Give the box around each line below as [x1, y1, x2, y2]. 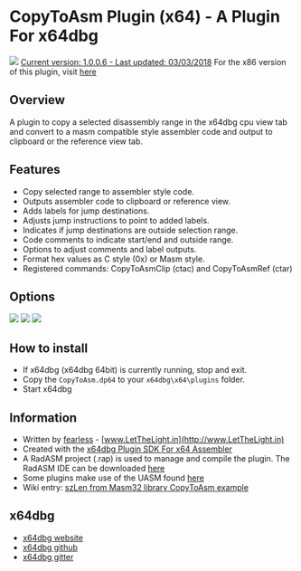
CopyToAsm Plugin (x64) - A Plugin [9, 6, 280, 27]
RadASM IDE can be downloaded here [22, 463, 165, 473]
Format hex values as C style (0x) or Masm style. [22, 253, 205, 264]
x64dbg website [22, 532, 84, 543]
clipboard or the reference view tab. [9, 136, 143, 147]
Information [9, 410, 78, 425]
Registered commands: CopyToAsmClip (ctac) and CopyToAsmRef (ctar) [22, 262, 293, 273]
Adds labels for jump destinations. [22, 205, 150, 216]
